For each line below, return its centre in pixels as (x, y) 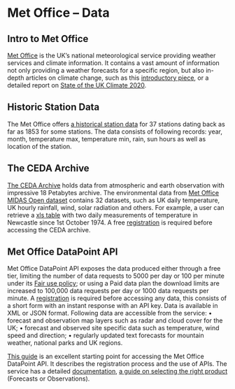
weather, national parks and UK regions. (65, 343)
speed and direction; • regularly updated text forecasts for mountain (106, 335)
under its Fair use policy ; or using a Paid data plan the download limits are (114, 283)
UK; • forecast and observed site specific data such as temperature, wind (113, 328)
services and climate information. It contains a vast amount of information (114, 63)
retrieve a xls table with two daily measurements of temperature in (102, 215)
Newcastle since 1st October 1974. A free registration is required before (110, 222)
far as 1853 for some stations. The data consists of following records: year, (115, 132)
